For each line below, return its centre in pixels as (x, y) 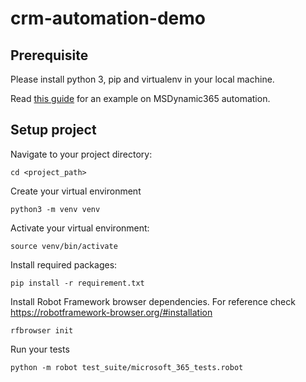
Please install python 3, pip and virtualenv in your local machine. (142, 79)
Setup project (53, 130)
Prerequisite (49, 55)
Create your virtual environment (76, 191)
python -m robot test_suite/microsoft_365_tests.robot (127, 367)
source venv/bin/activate (64, 246)
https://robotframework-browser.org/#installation (111, 312)
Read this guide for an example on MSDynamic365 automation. (140, 98)
